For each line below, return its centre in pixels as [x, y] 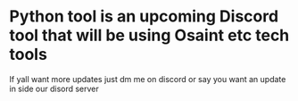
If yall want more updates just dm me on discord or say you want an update [148, 79]
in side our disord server [54, 88]
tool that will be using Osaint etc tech [149, 35]
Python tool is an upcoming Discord [144, 17]
